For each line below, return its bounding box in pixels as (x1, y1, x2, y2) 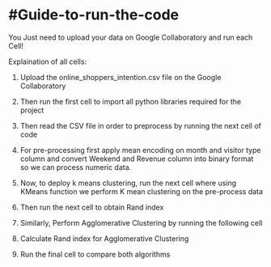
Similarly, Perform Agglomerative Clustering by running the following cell (19, 218, 263, 227)
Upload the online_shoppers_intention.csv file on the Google (19, 72, 222, 82)
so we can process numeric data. (19, 162, 132, 172)
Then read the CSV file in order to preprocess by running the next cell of (19, 121, 261, 130)
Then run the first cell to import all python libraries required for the (19, 96, 241, 106)
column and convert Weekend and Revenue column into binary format (19, 154, 254, 163)
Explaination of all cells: (8, 57, 87, 66)
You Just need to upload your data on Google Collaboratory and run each (8, 32, 253, 42)
